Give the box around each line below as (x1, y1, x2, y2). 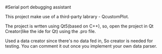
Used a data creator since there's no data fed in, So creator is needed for (5, 38, 153, 44)
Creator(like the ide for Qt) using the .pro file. (5, 28, 96, 34)
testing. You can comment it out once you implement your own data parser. (5, 43, 157, 49)
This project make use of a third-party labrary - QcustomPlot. (5, 14, 129, 19)
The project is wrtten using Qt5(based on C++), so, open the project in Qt (5, 23, 154, 29)
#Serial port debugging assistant (5, 4, 71, 10)
